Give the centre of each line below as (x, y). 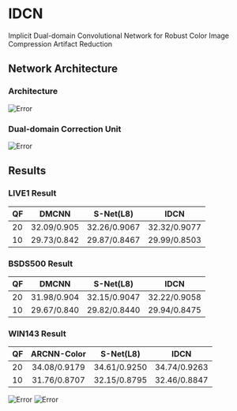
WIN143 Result (37, 334)
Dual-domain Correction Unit (65, 129)
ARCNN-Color (58, 354)
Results (27, 171)
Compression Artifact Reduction (60, 43)
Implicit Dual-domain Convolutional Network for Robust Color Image (119, 35)
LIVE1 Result (32, 193)
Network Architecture (63, 69)
